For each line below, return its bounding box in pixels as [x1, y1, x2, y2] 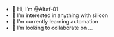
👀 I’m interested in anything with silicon [11, 12, 109, 19]
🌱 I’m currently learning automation [11, 18, 98, 25]
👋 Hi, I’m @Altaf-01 [11, 6, 58, 12]
